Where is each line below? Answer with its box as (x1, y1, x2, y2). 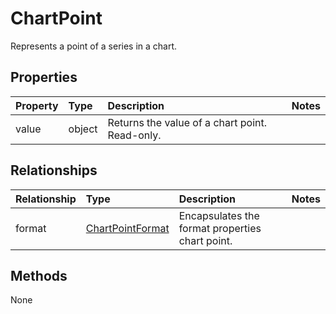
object (68, 122, 98, 136)
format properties (178, 221, 262, 235)
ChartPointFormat (85, 221, 170, 235)
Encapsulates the (178, 208, 260, 222)
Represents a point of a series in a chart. (10, 40, 178, 52)
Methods (10, 267, 68, 284)
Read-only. (107, 128, 162, 142)
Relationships (10, 162, 98, 179)
